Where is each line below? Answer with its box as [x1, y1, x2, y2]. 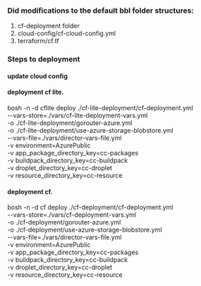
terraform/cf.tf [17, 37, 59, 45]
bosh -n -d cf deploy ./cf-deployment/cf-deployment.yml [7, 203, 173, 212]
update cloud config [7, 71, 68, 80]
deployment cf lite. [7, 88, 64, 97]
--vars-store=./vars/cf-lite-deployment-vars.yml [7, 112, 148, 120]
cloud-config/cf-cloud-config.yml [17, 29, 116, 37]
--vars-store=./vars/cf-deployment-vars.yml [7, 210, 137, 219]
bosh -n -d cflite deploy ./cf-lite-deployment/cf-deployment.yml [7, 104, 194, 112]
